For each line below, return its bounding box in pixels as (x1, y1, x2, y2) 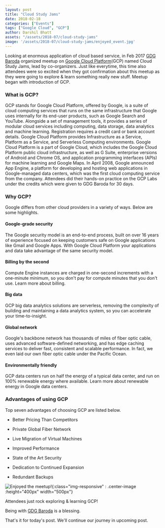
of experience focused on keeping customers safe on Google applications (5, 237, 155, 243)
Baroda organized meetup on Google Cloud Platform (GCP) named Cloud (5, 58, 152, 64)
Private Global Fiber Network (12, 426, 71, 432)
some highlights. (5, 210, 39, 216)
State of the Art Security (12, 455, 62, 461)
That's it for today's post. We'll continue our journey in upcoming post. (5, 517, 148, 523)
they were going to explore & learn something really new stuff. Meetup (5, 73, 148, 79)
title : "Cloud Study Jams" (5, 12, 61, 17)
